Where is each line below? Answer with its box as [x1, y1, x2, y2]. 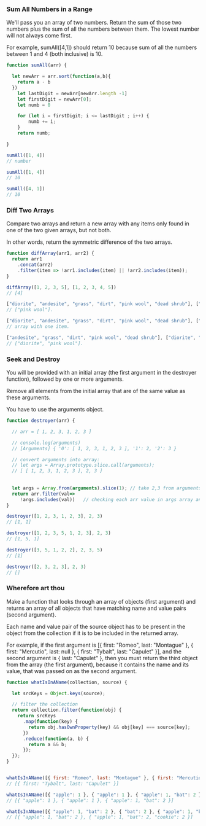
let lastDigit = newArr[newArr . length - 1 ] [17, 90, 128, 96]
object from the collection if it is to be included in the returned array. [6, 629, 179, 637]
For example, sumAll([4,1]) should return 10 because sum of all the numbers [6, 44, 197, 51]
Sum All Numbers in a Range [6, 5, 93, 14]
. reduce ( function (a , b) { [22, 736, 89, 742]
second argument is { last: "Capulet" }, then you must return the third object [6, 654, 198, 661]
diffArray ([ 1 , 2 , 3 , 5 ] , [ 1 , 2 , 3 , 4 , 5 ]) [6, 284, 116, 290]
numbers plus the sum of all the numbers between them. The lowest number [6, 25, 200, 33]
